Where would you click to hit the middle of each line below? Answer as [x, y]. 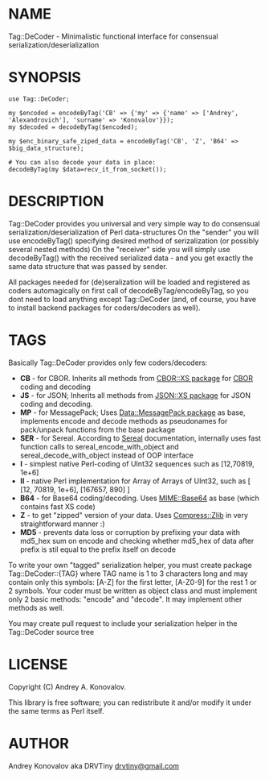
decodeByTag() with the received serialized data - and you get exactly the [131, 258]
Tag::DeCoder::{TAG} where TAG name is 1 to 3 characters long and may [128, 574]
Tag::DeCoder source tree [51, 632]
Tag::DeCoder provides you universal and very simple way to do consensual [134, 223]
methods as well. [36, 607]
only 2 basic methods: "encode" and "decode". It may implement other [125, 599]
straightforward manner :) [62, 524]
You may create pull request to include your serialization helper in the [123, 623]
